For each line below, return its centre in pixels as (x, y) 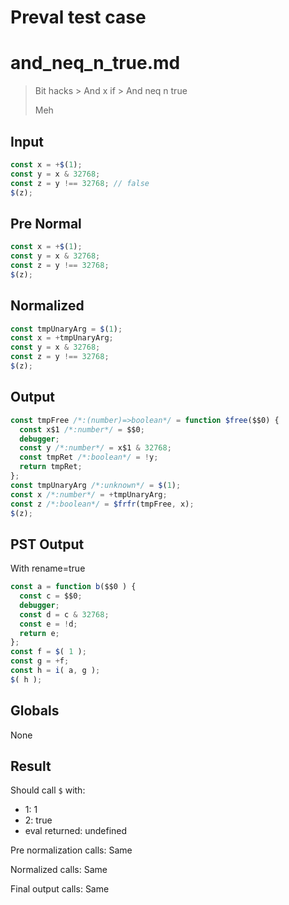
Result (31, 766)
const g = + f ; (40, 661)
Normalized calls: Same (59, 870)
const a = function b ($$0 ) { (73, 587)
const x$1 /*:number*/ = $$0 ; (82, 429)
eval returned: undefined (76, 831)
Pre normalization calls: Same (71, 850)
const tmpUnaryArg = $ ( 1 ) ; (66, 329)
